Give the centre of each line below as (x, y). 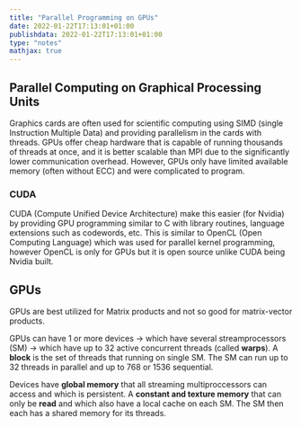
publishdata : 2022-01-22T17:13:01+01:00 (86, 34)
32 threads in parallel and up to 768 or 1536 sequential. (111, 367)
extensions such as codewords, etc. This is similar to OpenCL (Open (136, 233)
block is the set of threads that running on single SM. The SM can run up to (149, 358)
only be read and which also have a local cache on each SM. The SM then (147, 404)
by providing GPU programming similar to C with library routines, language (147, 223)
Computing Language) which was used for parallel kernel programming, (142, 243)
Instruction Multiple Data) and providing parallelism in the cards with (136, 132)
